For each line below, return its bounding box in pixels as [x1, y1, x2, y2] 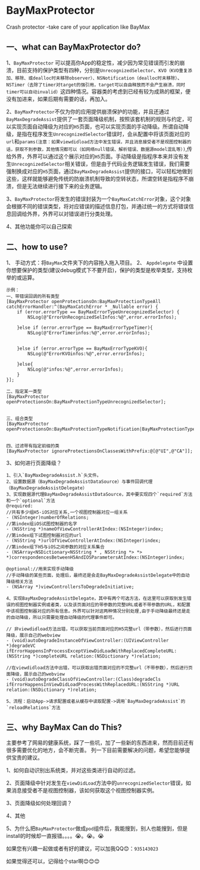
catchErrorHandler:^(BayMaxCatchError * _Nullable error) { [6, 304, 159, 310]
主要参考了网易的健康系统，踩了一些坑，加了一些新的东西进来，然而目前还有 [6, 739, 194, 746]
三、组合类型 [6, 415, 33, 421]
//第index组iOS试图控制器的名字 [6, 520, 77, 527]
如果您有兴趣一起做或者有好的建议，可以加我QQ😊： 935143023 [6, 845, 159, 852]
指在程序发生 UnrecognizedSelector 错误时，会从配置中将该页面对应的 [21, 130, 190, 137]
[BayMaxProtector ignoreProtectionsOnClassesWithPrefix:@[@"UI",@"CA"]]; [6, 448, 193, 454]
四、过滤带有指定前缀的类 [6, 443, 60, 449]
